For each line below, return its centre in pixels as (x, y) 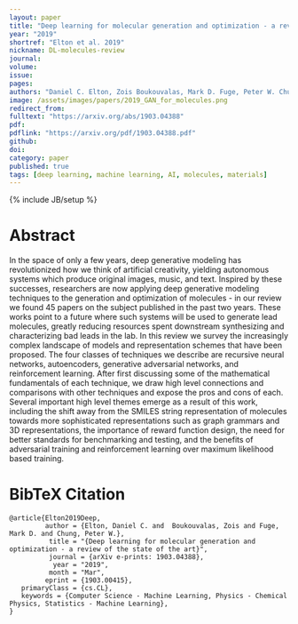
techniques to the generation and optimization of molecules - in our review (145, 298)
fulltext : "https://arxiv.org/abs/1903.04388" (97, 116)
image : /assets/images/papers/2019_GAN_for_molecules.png (118, 100)
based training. (37, 459)
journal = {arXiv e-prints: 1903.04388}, (126, 557)
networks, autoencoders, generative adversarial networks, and (124, 364)
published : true (39, 166)
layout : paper (35, 17)
